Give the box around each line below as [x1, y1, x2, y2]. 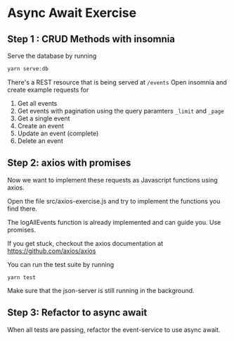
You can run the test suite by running [7, 260, 115, 268]
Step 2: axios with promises [7, 157, 131, 169]
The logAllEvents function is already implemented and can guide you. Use [7, 218, 221, 226]
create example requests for [7, 85, 89, 94]
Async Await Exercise [7, 5, 137, 21]
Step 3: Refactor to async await [7, 306, 148, 318]
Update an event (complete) [17, 129, 99, 137]
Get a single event [17, 114, 70, 123]
